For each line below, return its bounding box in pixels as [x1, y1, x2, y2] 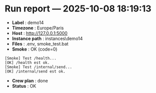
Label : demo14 [12, 19, 44, 25]
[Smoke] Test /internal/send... [5, 64, 72, 69]
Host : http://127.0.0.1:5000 [12, 30, 68, 36]
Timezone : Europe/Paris [12, 24, 64, 30]
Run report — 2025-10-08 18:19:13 [5, 3, 151, 14]
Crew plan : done [12, 77, 48, 83]
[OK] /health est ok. [5, 60, 50, 65]
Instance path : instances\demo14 [12, 35, 83, 41]
